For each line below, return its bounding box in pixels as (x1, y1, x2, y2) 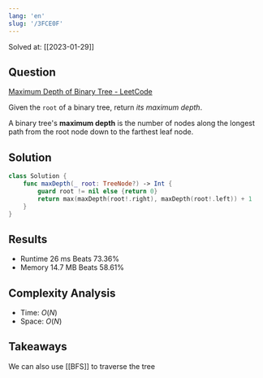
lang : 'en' (8, 11, 45, 20)
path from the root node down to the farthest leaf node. (8, 127, 194, 137)
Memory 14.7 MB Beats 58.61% (19, 263, 124, 272)
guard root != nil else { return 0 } (37, 187, 158, 195)
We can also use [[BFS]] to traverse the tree (8, 361, 156, 371)
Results (8, 232, 48, 246)
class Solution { (8, 172, 67, 180)
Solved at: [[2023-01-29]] (8, 41, 95, 51)
